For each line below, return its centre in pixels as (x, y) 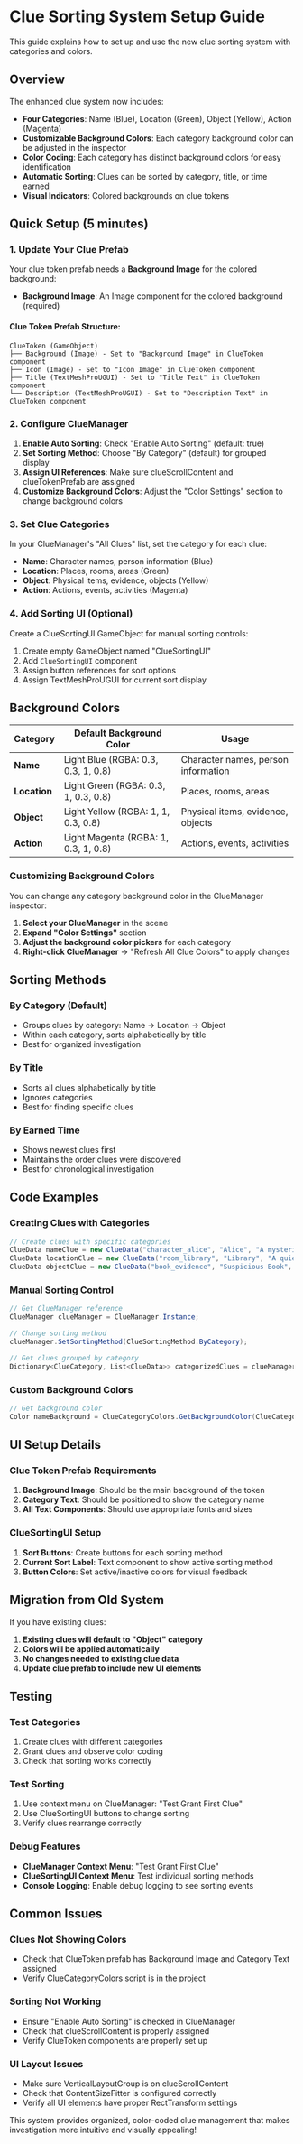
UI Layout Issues (46, 2064)
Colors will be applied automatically (91, 1648)
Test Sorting (37, 1785)
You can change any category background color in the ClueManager (137, 896)
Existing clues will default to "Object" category (112, 1639)
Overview (37, 80)
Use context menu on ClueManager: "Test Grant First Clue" (133, 1804)
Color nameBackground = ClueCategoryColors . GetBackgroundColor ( (133, 1416)
